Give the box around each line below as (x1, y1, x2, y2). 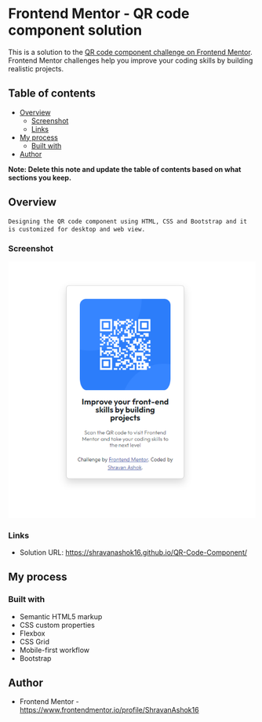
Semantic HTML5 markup (19, 611, 103, 621)
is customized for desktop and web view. (8, 225, 146, 233)
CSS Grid (19, 636, 49, 646)
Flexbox (19, 629, 45, 638)
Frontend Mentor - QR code (8, 5, 190, 23)
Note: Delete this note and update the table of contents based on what (8, 164, 242, 173)
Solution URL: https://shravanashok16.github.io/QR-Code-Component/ (19, 547, 248, 557)
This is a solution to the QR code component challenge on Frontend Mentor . (8, 47, 253, 57)
